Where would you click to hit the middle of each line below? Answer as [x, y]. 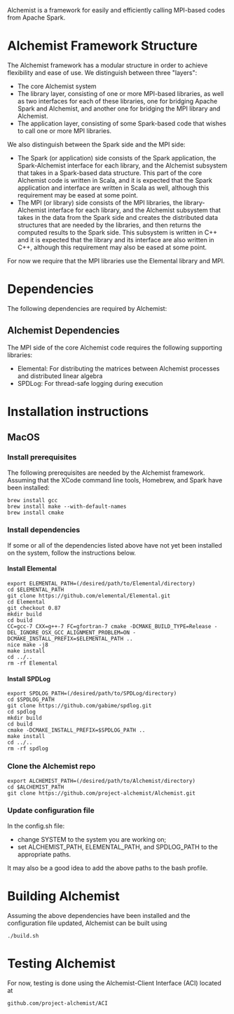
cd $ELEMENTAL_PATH [36, 590]
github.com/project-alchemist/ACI [58, 1003]
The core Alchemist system [57, 86]
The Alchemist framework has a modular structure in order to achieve [108, 65]
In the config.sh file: [36, 826]
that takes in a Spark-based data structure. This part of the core [110, 173]
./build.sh [23, 936]
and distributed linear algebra [60, 376]
